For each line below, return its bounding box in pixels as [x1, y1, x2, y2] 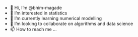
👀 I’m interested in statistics [10, 10, 67, 16]
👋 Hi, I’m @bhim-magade [10, 5, 62, 10]
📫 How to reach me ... [10, 26, 57, 32]
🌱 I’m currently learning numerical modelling [10, 15, 102, 21]
